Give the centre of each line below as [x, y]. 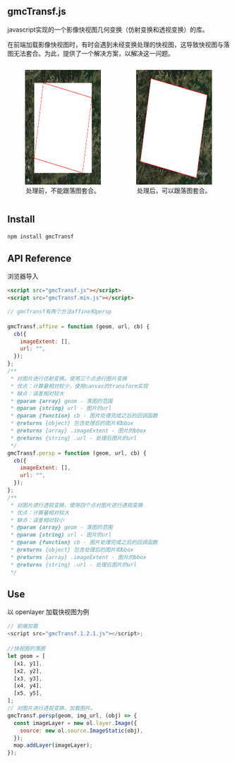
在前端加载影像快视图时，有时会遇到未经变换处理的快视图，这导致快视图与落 [119, 44]
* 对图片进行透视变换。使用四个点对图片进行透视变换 [77, 505]
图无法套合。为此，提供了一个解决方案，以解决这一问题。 [91, 53]
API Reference [39, 258]
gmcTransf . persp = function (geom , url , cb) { [77, 453]
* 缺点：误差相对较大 [37, 393]
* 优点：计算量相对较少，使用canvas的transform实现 [79, 386]
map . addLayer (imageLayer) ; [53, 745]
